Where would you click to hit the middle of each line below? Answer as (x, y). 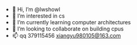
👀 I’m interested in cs (38, 16)
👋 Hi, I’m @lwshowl (36, 9)
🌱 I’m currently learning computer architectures (71, 22)
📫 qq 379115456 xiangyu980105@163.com (66, 36)
